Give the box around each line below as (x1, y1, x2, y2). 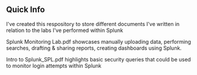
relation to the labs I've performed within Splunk (6, 27, 123, 34)
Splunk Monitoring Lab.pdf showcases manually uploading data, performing (6, 38, 191, 45)
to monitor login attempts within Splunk (6, 62, 102, 69)
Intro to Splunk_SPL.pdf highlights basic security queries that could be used (6, 56, 191, 63)
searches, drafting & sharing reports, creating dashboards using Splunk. (6, 44, 182, 51)
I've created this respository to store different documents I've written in (6, 20, 180, 27)
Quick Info (6, 5, 46, 15)
